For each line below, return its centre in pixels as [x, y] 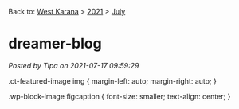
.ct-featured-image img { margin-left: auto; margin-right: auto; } [113, 81]
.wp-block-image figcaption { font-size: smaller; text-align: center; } [119, 96]
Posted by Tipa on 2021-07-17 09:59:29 [74, 65]
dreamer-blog [55, 44]
